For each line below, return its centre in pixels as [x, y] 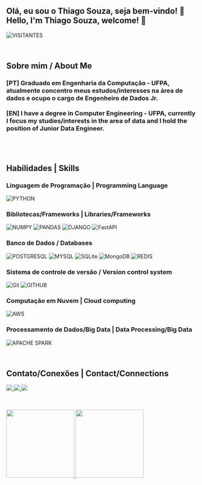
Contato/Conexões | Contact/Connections [87, 373]
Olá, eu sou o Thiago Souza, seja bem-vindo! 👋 [96, 11]
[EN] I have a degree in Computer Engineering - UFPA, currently [101, 114]
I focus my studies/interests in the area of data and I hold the [97, 121]
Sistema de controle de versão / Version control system [89, 272]
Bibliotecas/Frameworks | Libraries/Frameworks [78, 214]
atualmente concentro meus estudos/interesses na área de [95, 91]
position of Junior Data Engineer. [55, 129]
